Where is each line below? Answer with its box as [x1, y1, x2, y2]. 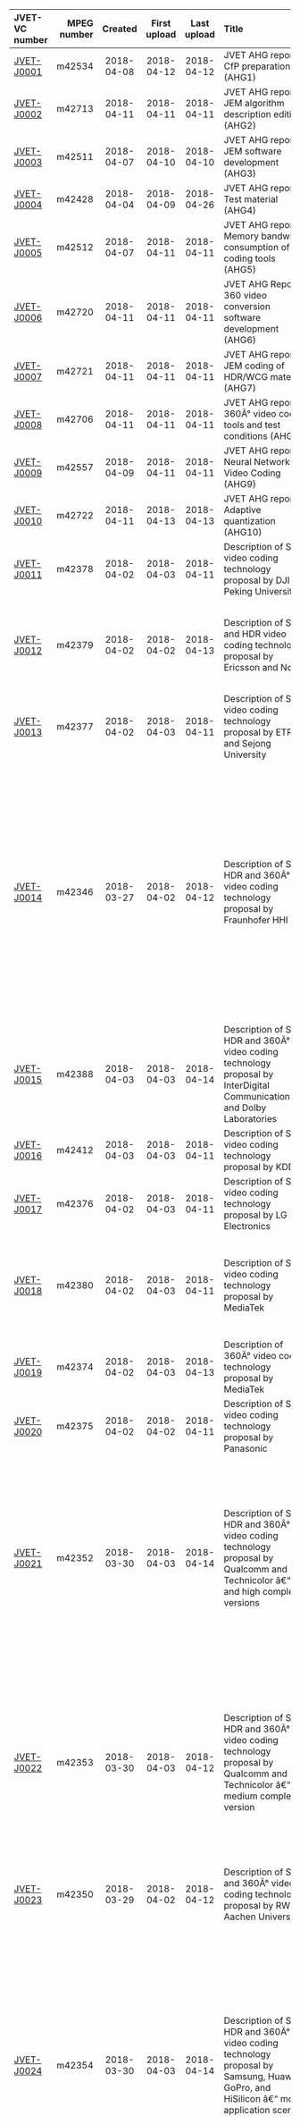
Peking [223, 586, 253, 597]
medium [223, 1790, 258, 1802]
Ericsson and [223, 662, 279, 673]
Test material [223, 193, 279, 205]
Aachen [223, 1910, 256, 1923]
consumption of [223, 241, 290, 253]
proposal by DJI [223, 574, 290, 586]
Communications [223, 1091, 296, 1102]
